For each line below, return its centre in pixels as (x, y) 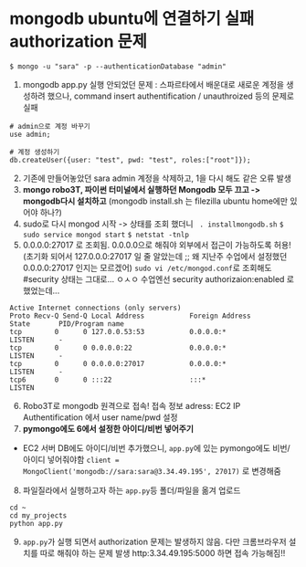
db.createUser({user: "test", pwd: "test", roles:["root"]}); (130, 160)
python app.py (37, 523)
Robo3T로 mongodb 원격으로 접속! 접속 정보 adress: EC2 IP (132, 405)
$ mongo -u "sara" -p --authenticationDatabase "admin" (118, 66)
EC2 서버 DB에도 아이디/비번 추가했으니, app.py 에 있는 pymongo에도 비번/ (156, 447)
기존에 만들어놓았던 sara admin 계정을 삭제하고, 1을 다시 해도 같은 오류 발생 (157, 178)
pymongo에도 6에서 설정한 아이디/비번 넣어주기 (108, 428)
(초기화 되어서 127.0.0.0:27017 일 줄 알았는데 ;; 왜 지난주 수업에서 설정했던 (155, 256)
